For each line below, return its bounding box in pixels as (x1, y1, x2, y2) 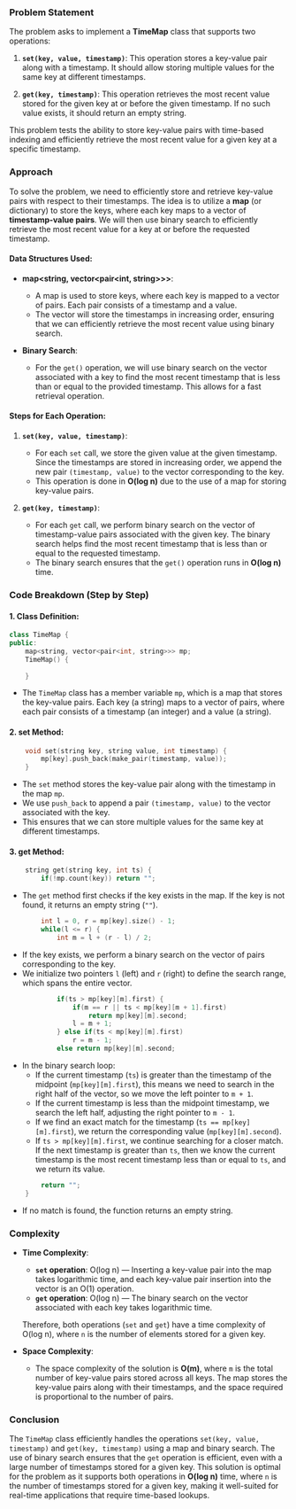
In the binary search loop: (21, 1060, 116, 1070)
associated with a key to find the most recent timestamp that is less (34, 371, 281, 382)
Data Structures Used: (9, 253, 93, 264)
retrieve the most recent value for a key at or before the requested (9, 223, 250, 234)
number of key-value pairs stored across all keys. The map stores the (34, 1372, 288, 1383)
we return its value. (34, 1163, 106, 1174)
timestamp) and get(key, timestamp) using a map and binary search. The (9, 1443, 276, 1454)
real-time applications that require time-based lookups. (9, 1490, 210, 1501)
